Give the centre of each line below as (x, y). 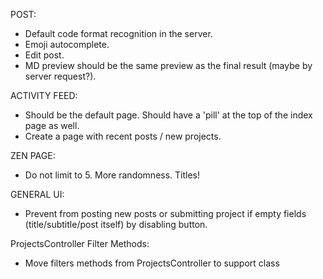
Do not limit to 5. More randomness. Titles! (112, 175)
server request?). (60, 76)
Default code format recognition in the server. (118, 33)
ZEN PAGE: (33, 155)
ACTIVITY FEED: (44, 95)
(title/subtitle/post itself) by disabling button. (116, 224)
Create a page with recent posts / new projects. (123, 136)
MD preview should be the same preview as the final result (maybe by (168, 65)
